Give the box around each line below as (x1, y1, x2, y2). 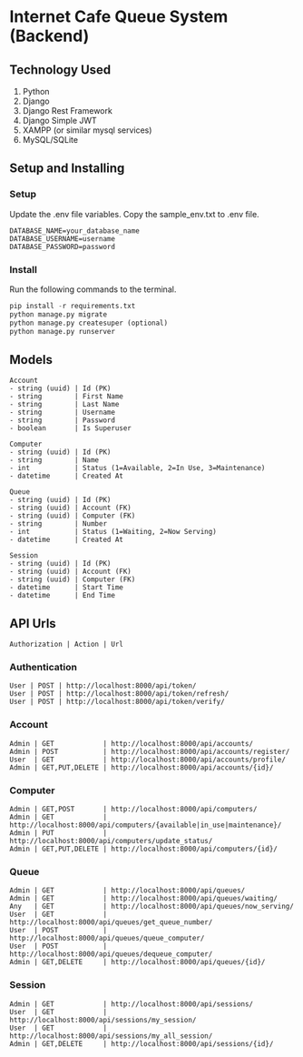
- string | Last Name (9, 400, 120, 409)
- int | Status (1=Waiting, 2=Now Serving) (9, 528, 218, 537)
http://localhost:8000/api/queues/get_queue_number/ (9, 918, 213, 927)
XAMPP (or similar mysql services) (22, 125, 152, 136)
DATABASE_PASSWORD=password (9, 242, 116, 251)
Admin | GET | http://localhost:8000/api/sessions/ (9, 999, 254, 1009)
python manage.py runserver (9, 327, 116, 336)
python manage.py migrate (9, 309, 107, 319)
